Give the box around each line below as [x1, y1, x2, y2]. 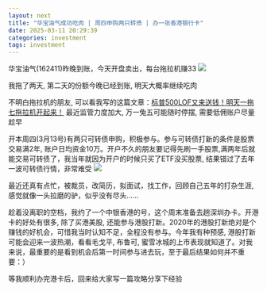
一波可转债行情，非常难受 [8, 164, 92, 174]
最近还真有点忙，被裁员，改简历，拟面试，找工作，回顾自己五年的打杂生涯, [8, 181, 254, 190]
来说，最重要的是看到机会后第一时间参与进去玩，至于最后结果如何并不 [8, 247, 238, 257]
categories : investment [8, 33, 87, 42]
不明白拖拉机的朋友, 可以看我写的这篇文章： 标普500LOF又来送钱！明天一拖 [8, 98, 254, 107]
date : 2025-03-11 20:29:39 [8, 26, 98, 34]
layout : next [8, 11, 52, 20]
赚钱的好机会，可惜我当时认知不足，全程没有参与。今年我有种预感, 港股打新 [8, 228, 256, 237]
